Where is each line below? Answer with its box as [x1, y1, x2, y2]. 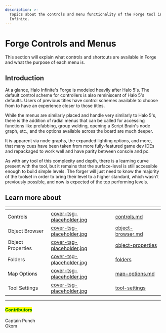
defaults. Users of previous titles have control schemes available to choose [5, 98, 158, 104]
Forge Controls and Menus [5, 38, 117, 49]
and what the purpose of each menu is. [5, 59, 85, 65]
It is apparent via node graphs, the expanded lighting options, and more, [5, 138, 152, 144]
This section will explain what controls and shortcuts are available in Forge [5, 54, 157, 60]
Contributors [5, 307, 33, 313]
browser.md [115, 230, 143, 237]
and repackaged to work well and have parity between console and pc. [5, 148, 150, 154]
